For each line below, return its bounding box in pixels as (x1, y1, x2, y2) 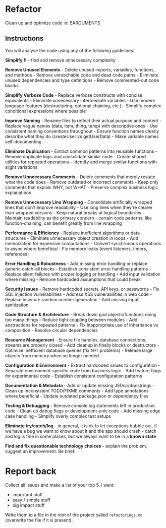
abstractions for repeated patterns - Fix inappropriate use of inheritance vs (5, 322, 159, 328)
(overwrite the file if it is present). (5, 517, 73, 523)
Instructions (5, 34, 44, 43)
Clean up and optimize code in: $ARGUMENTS (5, 20, 101, 26)
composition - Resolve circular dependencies (5, 327, 98, 333)
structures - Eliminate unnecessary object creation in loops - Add (5, 235, 139, 241)
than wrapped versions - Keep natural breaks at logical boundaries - (5, 209, 145, 215)
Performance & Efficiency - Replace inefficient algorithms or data (5, 230, 140, 236)
